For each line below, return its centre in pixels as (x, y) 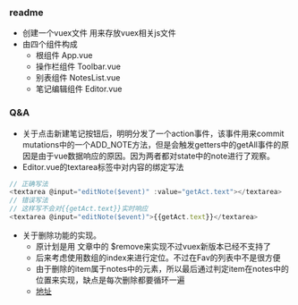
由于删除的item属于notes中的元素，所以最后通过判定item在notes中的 (162, 268)
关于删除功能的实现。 (61, 235)
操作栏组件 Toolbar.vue (78, 67)
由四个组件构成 (50, 44)
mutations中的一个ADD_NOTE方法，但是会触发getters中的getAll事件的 (152, 144)
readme (26, 13)
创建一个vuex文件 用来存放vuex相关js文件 (99, 33)
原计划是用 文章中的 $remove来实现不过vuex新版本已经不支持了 (153, 246)
